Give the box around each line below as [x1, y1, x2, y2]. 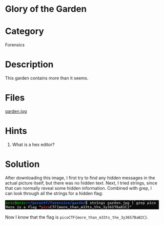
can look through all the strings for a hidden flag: [5, 190, 103, 196]
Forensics [5, 42, 25, 48]
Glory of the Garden [5, 3, 87, 15]
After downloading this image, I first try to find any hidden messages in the [5, 175, 155, 181]
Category [5, 26, 44, 37]
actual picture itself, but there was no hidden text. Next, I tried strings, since [5, 180, 158, 186]
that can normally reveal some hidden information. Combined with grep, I [5, 185, 152, 191]
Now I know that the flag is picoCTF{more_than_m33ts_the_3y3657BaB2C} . [5, 214, 149, 220]
